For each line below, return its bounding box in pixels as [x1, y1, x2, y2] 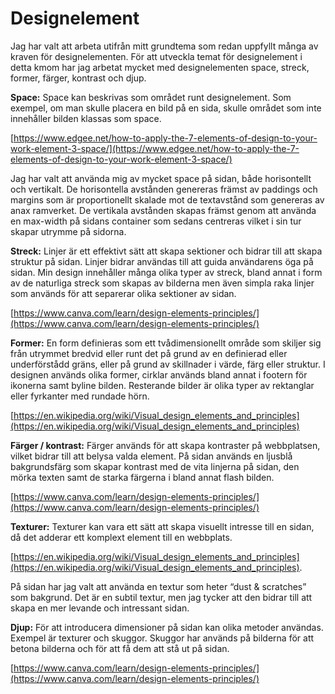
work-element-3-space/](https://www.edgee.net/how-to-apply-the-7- [10, 142, 300, 154]
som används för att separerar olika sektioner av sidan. [10, 287, 237, 299]
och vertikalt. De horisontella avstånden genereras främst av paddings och [10, 183, 318, 195]
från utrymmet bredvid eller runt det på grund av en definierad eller [10, 347, 288, 359]
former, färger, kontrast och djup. [10, 72, 147, 84]
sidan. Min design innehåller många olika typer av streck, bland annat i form [10, 266, 323, 278]
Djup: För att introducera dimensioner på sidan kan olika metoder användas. [10, 621, 324, 633]
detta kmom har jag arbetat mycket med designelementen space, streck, [10, 61, 310, 73]
